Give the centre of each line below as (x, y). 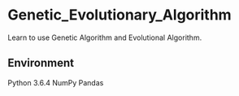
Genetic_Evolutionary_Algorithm (120, 15)
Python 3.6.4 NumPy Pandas (56, 82)
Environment (41, 63)
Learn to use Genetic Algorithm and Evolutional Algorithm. (105, 37)
